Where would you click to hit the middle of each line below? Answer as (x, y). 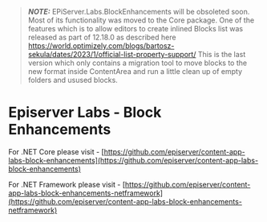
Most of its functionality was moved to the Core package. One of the (141, 20)
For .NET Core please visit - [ (56, 151)
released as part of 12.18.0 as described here (102, 37)
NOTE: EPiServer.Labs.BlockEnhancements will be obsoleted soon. (139, 12)
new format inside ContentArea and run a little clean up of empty (135, 71)
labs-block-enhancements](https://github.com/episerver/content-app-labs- (133, 160)
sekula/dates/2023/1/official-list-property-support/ (112, 54)
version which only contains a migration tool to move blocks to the (137, 63)
